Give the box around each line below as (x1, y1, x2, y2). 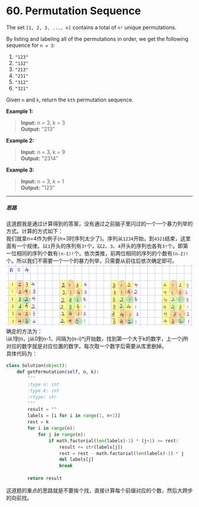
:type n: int (27, 381, 60, 387)
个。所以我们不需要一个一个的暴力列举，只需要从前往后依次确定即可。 (6, 257, 178, 264)
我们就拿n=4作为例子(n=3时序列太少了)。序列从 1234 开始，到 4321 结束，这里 (6, 235, 191, 242)
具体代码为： (6, 350, 37, 357)
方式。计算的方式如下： (6, 227, 63, 235)
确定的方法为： (6, 328, 43, 335)
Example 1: (6, 107, 34, 115)
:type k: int (27, 388, 60, 394)
